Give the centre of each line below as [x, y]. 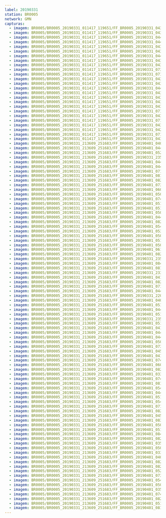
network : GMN [18, 19]
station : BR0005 [21, 14]
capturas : [15, 24]
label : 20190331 [21, 10]
